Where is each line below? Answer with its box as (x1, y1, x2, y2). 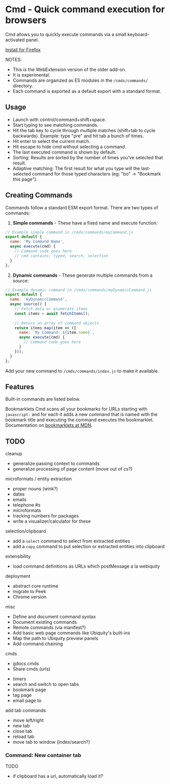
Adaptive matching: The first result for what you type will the (12, 165, 140, 171)
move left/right (12, 717, 44, 723)
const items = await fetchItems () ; (14, 311, 90, 316)
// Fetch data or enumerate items (14, 306, 88, 312)
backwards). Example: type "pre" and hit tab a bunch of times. (12, 133, 144, 139)
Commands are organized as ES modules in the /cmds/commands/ (12, 77, 148, 83)
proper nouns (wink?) (12, 486, 58, 492)
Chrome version (12, 594, 47, 600)
